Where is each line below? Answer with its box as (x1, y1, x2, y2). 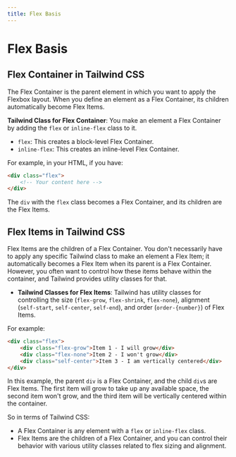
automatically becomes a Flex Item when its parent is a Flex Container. (7, 260, 212, 268)
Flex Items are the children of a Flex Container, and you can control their (17, 434, 228, 443)
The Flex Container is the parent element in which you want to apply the (7, 87, 216, 96)
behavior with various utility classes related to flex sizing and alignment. (17, 441, 227, 450)
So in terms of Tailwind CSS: (7, 413, 90, 422)
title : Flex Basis (7, 10, 61, 18)
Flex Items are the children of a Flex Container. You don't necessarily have (7, 245, 223, 253)
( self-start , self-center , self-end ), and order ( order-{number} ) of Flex (17, 303, 225, 312)
